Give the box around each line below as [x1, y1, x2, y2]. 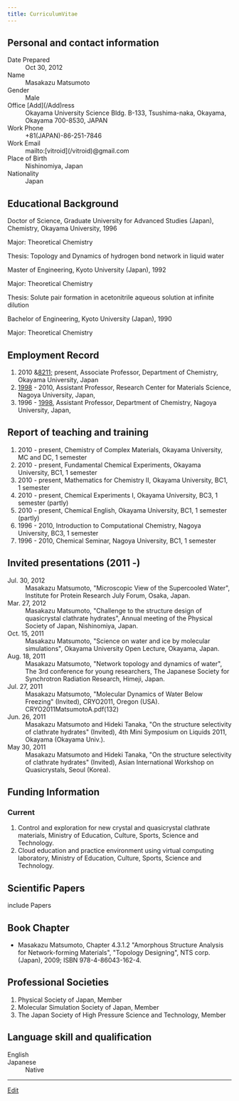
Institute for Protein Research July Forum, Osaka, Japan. [25, 591, 191, 600]
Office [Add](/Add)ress [7, 101, 75, 110]
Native [25, 1065, 45, 1074]
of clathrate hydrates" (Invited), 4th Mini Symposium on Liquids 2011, [25, 727, 228, 736]
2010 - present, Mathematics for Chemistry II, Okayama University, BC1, [17, 476, 228, 484]
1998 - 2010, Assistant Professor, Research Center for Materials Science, [17, 383, 231, 392]
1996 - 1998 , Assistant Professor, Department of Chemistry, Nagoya [17, 399, 217, 407]
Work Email [7, 139, 41, 148]
